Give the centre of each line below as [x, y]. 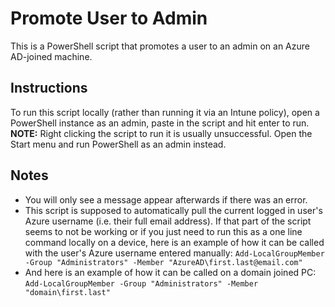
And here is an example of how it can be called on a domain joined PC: [170, 272]
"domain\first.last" [67, 292]
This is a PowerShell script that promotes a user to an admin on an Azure [160, 46]
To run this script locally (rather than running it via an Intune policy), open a [165, 112]
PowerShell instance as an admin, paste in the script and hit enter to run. [160, 123]
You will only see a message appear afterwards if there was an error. [166, 199]
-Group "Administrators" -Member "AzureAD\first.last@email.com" [163, 262]
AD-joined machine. [51, 56]
